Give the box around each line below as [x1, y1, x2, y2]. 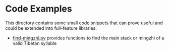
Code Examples [5, 3, 72, 15]
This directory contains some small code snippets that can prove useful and [5, 20, 163, 26]
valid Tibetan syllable [12, 40, 57, 46]
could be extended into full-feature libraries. [5, 25, 97, 31]
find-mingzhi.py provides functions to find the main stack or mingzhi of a [12, 35, 164, 41]
